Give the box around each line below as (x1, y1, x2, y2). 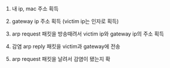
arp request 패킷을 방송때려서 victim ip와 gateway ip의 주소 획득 (11, 30, 164, 37)
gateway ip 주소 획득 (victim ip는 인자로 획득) (11, 18, 119, 25)
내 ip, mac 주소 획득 (11, 5, 59, 12)
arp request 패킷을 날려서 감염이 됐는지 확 (11, 56, 110, 62)
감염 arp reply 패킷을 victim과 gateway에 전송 (11, 43, 120, 50)
